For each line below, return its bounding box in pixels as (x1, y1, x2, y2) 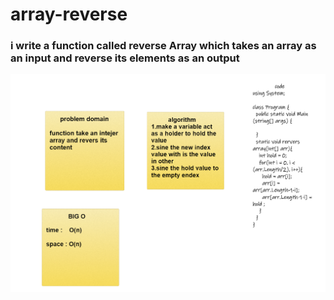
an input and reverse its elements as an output (10, 51, 240, 65)
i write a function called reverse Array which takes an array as (10, 39, 317, 53)
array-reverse (10, 3, 128, 26)
